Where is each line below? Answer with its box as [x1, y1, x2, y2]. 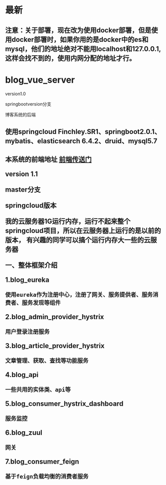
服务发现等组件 [21, 299, 61, 307]
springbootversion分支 [5, 101, 52, 107]
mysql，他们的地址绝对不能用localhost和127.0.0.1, [5, 44, 162, 53]
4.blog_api [5, 370, 39, 379]
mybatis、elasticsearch [5, 136, 81, 145]
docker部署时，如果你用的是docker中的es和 [11, 35, 149, 44]
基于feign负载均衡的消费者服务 [5, 473, 88, 481]
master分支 [5, 185, 41, 194]
